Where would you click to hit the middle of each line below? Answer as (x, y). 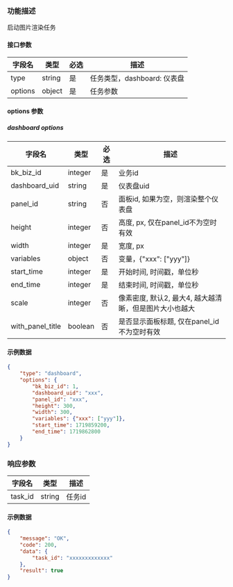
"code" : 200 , (38, 545)
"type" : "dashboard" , (51, 374)
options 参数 (25, 111)
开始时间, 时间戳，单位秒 (158, 272)
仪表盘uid (134, 186)
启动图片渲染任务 (32, 27)
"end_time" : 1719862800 (66, 432)
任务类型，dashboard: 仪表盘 (137, 78)
